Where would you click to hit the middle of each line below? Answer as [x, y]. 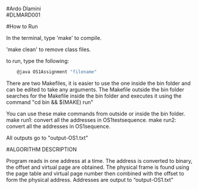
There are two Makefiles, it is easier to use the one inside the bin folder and [99, 83]
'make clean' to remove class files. [48, 49]
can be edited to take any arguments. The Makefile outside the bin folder [95, 89]
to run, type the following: [38, 61]
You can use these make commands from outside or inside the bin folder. [96, 114]
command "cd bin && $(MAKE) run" [50, 102]
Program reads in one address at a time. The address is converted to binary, [99, 160]
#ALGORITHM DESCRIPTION [42, 149]
